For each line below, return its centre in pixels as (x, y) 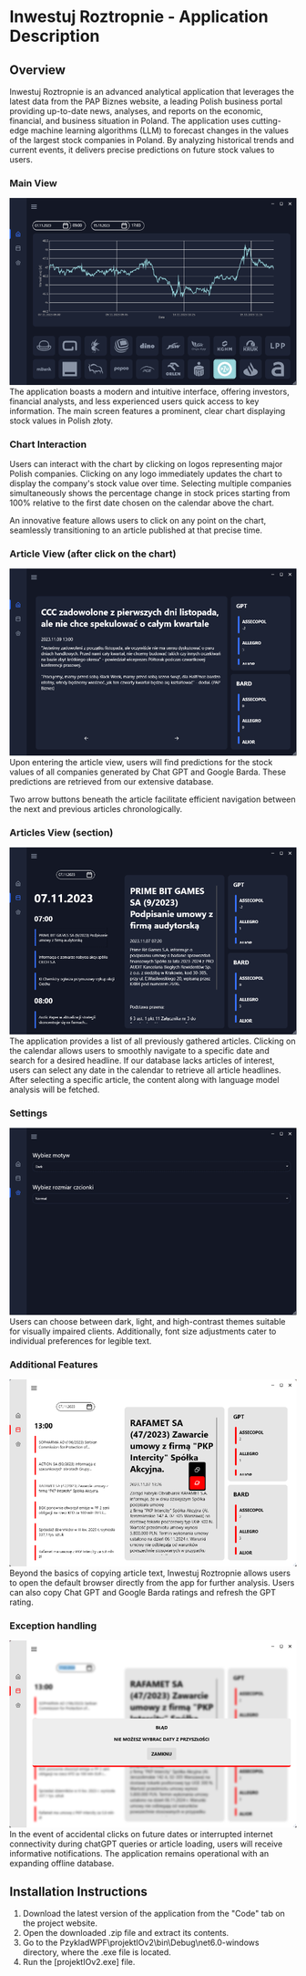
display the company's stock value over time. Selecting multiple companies (151, 484)
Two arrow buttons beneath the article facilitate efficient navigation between (153, 799)
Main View (33, 182)
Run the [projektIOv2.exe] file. (79, 1962)
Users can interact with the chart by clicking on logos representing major (146, 464)
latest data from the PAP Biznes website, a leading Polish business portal (146, 101)
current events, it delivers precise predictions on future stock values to (142, 150)
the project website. (60, 1923)
